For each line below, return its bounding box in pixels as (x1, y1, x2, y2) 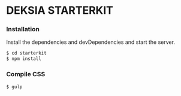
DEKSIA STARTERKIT (6, 4, 114, 17)
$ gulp (6, 83, 23, 90)
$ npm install (6, 56, 42, 62)
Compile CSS (6, 70, 46, 79)
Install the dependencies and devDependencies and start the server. (6, 38, 176, 46)
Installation (6, 25, 40, 34)
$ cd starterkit (6, 50, 47, 56)
